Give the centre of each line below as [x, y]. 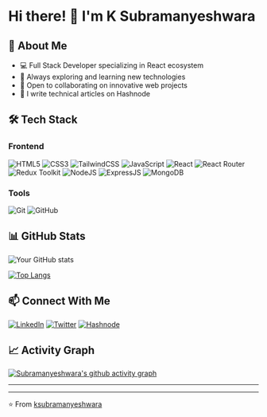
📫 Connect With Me [60, 301]
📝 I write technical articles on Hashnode [85, 94]
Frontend [26, 147]
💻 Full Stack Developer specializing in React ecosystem [112, 65]
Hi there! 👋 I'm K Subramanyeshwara [132, 16]
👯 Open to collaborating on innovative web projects [104, 85]
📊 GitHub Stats [47, 236]
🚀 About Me [38, 46]
